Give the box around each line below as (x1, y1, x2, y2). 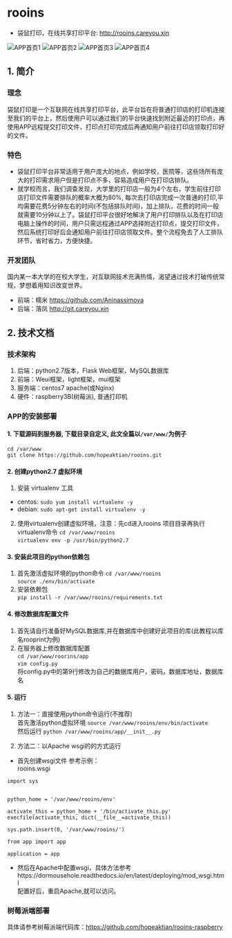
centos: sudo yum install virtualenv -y (17, 497, 133, 506)
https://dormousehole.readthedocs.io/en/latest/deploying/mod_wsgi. (17, 871, 214, 879)
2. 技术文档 (7, 327, 55, 339)
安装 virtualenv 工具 (17, 484, 74, 493)
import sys (7, 777, 39, 784)
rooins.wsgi (17, 764, 50, 772)
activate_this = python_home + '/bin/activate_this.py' (7, 808, 171, 815)
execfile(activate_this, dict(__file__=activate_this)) (7, 814, 171, 821)
